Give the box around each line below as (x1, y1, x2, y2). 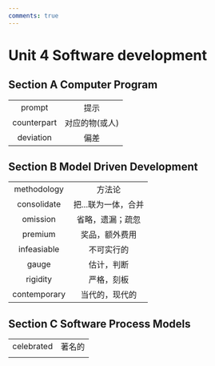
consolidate (17, 199, 62, 210)
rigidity (26, 274, 53, 285)
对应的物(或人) (64, 117, 120, 128)
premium (22, 229, 56, 240)
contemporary (12, 289, 66, 300)
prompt (21, 102, 49, 113)
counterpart (12, 117, 58, 128)
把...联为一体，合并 (73, 199, 145, 211)
